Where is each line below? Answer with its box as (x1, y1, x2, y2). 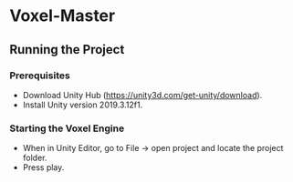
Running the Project (9, 42, 125, 57)
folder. (22, 152, 47, 164)
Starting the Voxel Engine (9, 122, 125, 135)
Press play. (22, 162, 65, 173)
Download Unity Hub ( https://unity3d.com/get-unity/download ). (22, 89, 263, 100)
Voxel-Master (9, 5, 116, 26)
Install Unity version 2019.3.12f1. (22, 99, 143, 110)
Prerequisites (9, 69, 70, 82)
